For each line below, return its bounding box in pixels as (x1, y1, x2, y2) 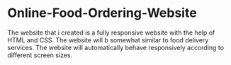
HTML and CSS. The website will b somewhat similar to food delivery (7, 35, 209, 44)
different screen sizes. (7, 51, 73, 59)
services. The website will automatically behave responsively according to (7, 43, 225, 52)
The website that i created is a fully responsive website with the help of (7, 28, 215, 37)
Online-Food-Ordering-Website (7, 5, 197, 21)
